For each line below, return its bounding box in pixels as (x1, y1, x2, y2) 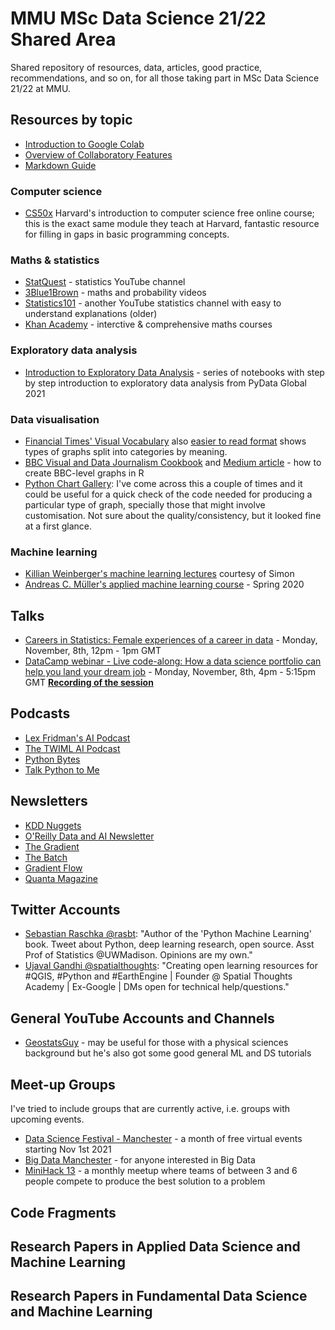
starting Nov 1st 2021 (24, 1143, 112, 1156)
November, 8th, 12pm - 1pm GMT (24, 645, 162, 657)
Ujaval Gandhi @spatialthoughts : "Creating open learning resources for (24, 960, 318, 972)
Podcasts (10, 705, 71, 722)
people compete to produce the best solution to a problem (24, 1175, 266, 1187)
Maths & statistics (10, 253, 100, 267)
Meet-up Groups (10, 1076, 116, 1093)
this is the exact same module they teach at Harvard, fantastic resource (24, 218, 320, 230)
